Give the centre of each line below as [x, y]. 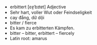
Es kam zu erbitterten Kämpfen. [42, 28]
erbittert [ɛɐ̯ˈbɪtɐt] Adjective [38, 7]
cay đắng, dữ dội [27, 18]
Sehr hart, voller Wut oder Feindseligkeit [51, 12]
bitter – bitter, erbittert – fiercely [42, 33]
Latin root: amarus [28, 38]
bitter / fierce [23, 23]
